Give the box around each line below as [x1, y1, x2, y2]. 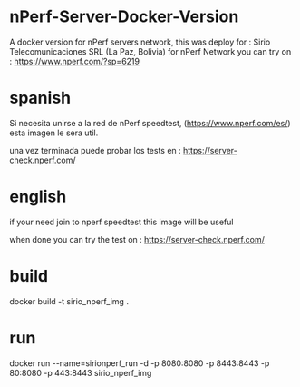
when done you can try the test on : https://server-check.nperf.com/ [9, 233, 266, 244]
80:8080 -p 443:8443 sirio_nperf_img [9, 367, 152, 378]
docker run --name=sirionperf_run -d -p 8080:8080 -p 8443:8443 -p [9, 357, 270, 369]
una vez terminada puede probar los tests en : [9, 144, 181, 155]
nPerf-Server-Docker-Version [9, 6, 239, 27]
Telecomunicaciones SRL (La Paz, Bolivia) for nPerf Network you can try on [9, 45, 292, 56]
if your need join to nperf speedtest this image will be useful [9, 216, 234, 227]
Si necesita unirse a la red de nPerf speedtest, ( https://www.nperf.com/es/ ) [9, 117, 292, 128]
